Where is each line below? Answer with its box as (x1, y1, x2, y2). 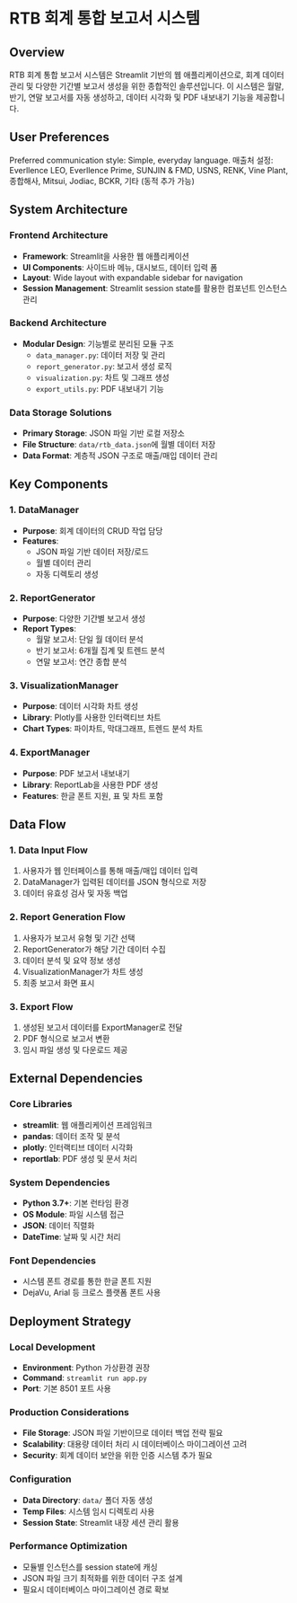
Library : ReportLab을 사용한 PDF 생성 (22, 779, 159, 790)
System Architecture (9, 202, 128, 217)
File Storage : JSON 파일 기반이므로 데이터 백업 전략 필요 (22, 1428, 223, 1439)
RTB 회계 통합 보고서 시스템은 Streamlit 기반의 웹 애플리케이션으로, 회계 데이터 (9, 69, 284, 80)
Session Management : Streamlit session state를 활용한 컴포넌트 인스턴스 (22, 282, 288, 293)
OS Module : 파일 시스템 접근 (22, 1209, 125, 1219)
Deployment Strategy (9, 1314, 132, 1329)
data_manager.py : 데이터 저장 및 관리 (35, 350, 166, 360)
